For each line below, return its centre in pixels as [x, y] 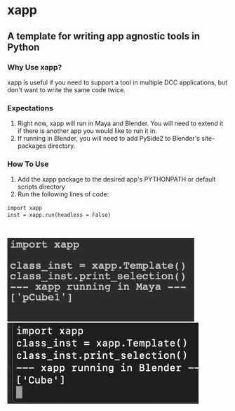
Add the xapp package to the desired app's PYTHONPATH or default [116, 179]
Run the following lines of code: [63, 194]
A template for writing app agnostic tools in [104, 36]
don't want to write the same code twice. [67, 89]
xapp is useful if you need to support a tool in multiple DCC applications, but [117, 82]
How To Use [28, 164]
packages [32, 146]
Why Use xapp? [35, 67]
